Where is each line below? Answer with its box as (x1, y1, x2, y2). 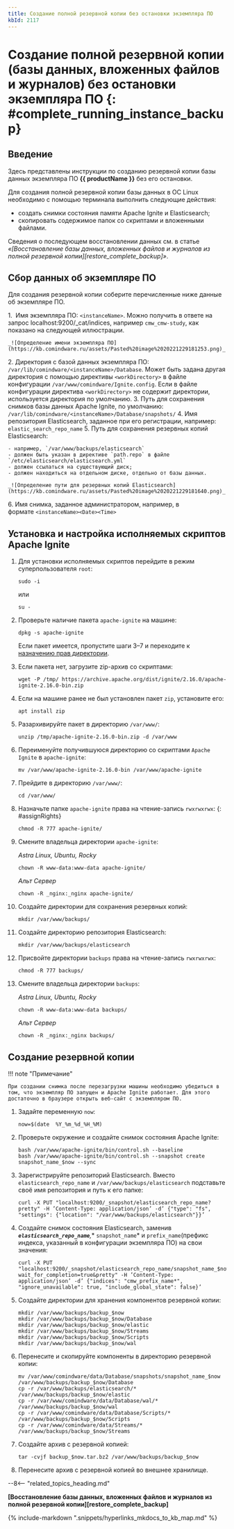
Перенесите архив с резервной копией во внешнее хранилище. (17, 1466, 209, 1474)
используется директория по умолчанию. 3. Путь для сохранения (8, 395, 205, 403)
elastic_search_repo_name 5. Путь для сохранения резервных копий (8, 424, 208, 433)
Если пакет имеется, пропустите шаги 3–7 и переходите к (17, 642, 190, 650)
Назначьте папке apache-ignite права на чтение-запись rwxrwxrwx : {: (17, 805, 222, 813)
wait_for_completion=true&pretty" (17, 1271, 118, 1278)
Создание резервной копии (8, 1051, 135, 1063)
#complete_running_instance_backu (8, 106, 224, 122)
